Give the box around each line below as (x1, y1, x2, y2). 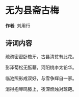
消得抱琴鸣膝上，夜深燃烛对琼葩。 (5, 86, 77, 92)
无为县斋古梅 (5, 5, 60, 16)
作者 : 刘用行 (5, 22, 31, 29)
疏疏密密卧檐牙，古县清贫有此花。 (5, 53, 77, 59)
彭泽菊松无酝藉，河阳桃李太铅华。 (5, 64, 77, 70)
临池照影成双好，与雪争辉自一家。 (5, 75, 77, 81)
